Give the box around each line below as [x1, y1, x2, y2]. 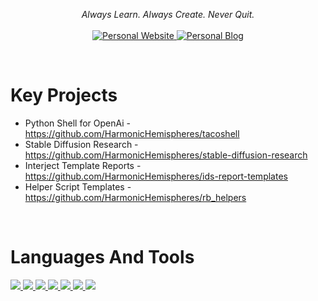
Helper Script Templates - [24, 180, 132, 193]
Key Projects [10, 84, 118, 107]
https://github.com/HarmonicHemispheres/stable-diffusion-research [24, 149, 308, 161]
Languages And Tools [10, 246, 195, 269]
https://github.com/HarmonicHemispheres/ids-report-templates [24, 170, 288, 182]
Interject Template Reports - [24, 159, 142, 171]
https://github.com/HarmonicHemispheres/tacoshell [24, 127, 240, 139]
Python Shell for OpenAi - [24, 117, 132, 129]
